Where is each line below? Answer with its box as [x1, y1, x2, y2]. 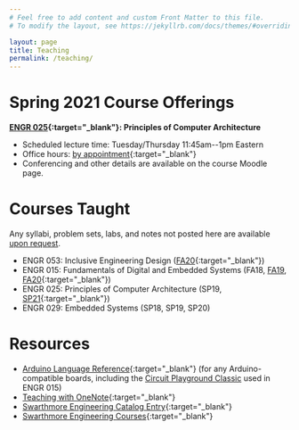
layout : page [9, 37, 58, 46]
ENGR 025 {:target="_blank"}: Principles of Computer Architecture [9, 122, 261, 133]
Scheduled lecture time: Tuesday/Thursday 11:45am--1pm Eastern [21, 139, 264, 150]
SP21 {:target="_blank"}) [21, 294, 110, 303]
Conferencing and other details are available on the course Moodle [21, 158, 268, 170]
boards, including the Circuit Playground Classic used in [65, 372, 271, 384]
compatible [21, 372, 64, 384]
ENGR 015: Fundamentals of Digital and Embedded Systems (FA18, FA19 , [21, 265, 287, 275]
